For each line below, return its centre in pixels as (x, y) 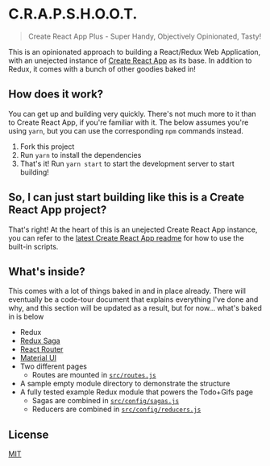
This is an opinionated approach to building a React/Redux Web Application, (135, 52)
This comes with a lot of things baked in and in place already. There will (127, 291)
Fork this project (47, 146)
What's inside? (47, 272)
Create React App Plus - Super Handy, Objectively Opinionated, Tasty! (145, 36)
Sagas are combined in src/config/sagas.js (106, 401)
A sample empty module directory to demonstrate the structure (125, 384)
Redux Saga (40, 341)
